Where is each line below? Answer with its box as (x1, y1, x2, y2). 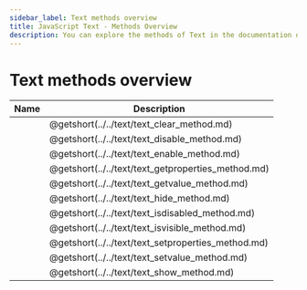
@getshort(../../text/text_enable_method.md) (48, 148, 240, 161)
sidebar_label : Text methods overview (9, 13, 157, 23)
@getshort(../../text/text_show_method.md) (48, 266, 235, 279)
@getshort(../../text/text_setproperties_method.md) (48, 236, 270, 249)
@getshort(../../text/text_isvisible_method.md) (48, 222, 247, 234)
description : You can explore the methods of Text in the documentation (9, 30, 292, 39)
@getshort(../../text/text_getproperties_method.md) (48, 162, 270, 175)
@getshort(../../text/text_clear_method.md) (48, 118, 233, 130)
